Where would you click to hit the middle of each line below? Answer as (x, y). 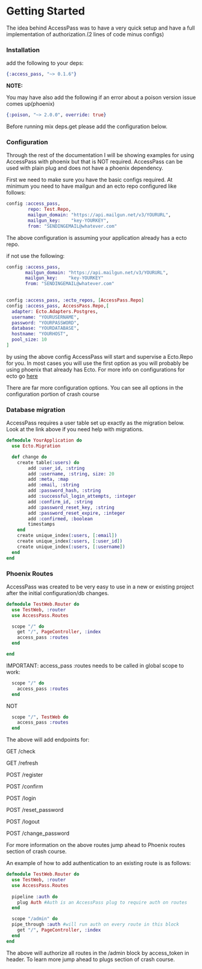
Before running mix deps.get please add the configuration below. (87, 126)
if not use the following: (36, 256)
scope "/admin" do (35, 919)
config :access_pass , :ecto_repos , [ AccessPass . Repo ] (75, 300)
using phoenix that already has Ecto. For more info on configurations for (96, 369)
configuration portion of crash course (53, 394)
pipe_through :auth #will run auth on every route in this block (96, 925)
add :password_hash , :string (65, 491)
